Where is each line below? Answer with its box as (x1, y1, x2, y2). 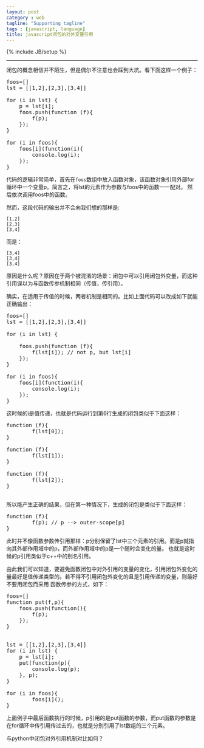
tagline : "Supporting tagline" (6, 20, 86, 26)
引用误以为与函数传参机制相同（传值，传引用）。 (6, 280, 126, 287)
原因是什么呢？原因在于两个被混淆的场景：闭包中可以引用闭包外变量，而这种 (6, 272, 198, 280)
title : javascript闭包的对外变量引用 (6, 32, 93, 38)
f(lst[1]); (32, 452, 64, 459)
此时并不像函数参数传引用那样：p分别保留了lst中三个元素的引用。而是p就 (6, 537, 189, 544)
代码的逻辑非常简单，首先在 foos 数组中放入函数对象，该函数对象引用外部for (6, 176, 195, 183)
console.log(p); (32, 666, 80, 673)
